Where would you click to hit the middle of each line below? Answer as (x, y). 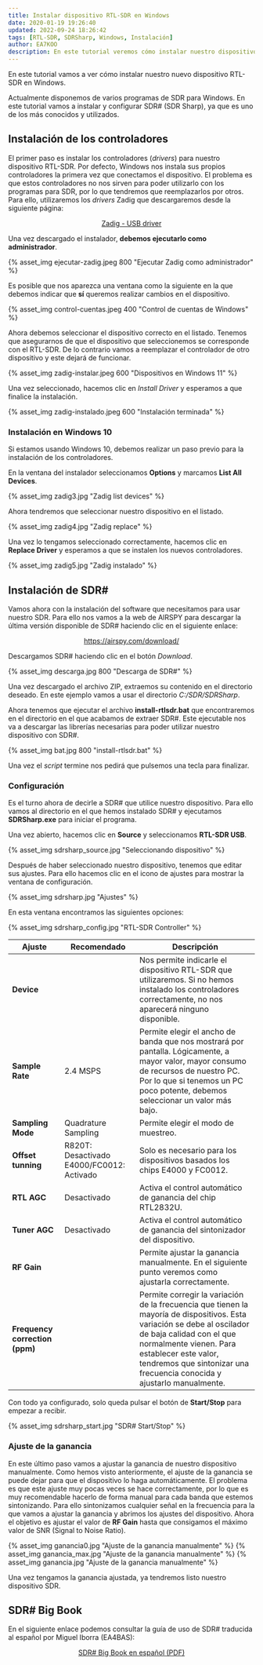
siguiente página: (36, 208)
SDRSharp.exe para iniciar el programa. (72, 820)
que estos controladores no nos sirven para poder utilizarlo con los (116, 183)
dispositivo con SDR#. (44, 735)
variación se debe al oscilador (195, 1324)
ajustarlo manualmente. (182, 1383)
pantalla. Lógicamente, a (184, 1051)
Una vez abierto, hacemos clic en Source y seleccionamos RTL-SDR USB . (128, 835)
